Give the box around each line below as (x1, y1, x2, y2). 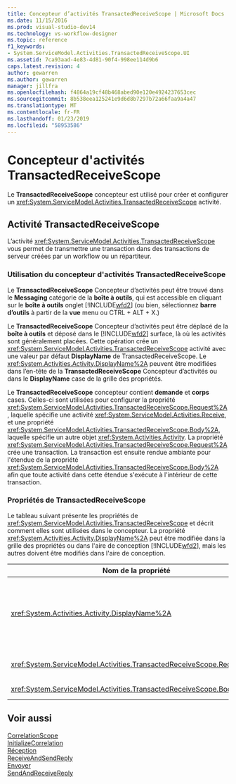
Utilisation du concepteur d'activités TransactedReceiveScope (7, 269, 226, 279)
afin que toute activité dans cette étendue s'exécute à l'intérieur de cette (7, 470, 218, 479)
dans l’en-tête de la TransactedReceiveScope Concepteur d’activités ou (7, 367, 218, 375)
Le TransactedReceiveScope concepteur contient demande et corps (7, 388, 209, 396)
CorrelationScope (7, 731, 58, 740)
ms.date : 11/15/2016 (7, 17, 68, 24)
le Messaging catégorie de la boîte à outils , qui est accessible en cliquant (7, 293, 222, 302)
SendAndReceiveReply (7, 768, 74, 777)
